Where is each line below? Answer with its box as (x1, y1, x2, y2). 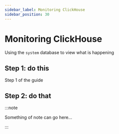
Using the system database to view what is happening (4, 50, 114, 56)
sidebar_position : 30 (4, 12, 50, 17)
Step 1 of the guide (4, 77, 43, 83)
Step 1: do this (4, 64, 49, 72)
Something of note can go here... (4, 115, 73, 121)
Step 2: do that (4, 91, 51, 100)
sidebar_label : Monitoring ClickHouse (4, 7, 85, 12)
